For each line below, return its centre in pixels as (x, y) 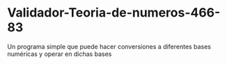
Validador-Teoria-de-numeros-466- (114, 13)
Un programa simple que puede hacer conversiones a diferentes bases (109, 46)
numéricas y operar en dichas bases (60, 54)
